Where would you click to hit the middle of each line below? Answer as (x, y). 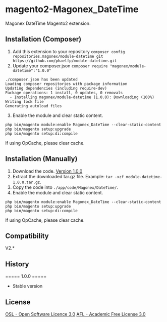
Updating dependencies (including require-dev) (56, 88)
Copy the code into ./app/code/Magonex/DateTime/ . (65, 187)
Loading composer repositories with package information (66, 84)
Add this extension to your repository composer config (69, 51)
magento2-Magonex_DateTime (72, 9)
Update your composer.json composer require (60, 66)
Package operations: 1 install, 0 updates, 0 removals (64, 93)
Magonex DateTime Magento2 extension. (48, 23)
